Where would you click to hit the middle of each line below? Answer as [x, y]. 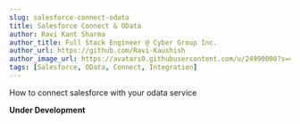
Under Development [47, 110]
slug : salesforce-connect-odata [69, 17]
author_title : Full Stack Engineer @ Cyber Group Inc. [113, 42]
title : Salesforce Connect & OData [75, 26]
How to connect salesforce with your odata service [103, 92]
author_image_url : [43, 59]
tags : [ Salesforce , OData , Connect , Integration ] [104, 68]
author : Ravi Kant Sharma [57, 34]
